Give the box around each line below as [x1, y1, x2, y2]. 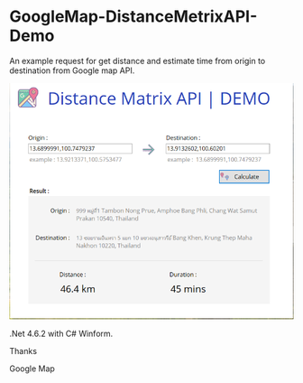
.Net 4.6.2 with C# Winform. [9, 328, 114, 339]
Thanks [9, 345, 38, 356]
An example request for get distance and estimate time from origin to [9, 55, 266, 66]
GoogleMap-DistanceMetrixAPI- [9, 6, 258, 27]
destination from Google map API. [9, 65, 135, 76]
